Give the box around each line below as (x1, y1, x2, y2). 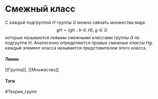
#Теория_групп (5, 89, 37, 95)
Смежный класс (5, 3, 76, 15)
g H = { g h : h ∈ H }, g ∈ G (56, 27, 108, 33)
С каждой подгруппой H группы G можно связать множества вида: (5, 19, 146, 25)
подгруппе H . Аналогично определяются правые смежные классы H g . (5, 40, 154, 46)
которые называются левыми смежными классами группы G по (5, 34, 140, 40)
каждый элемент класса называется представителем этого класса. (5, 45, 147, 50)
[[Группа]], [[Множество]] (5, 67, 59, 73)
